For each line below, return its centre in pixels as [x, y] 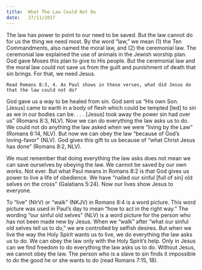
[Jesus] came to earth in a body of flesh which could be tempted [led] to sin [101, 107]
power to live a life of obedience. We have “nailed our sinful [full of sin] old [99, 177]
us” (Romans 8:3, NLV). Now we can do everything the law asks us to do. [98, 120]
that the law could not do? [42, 90]
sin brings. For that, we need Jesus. [51, 73]
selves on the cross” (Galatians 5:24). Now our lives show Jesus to [90, 184]
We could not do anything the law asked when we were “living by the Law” [99, 127]
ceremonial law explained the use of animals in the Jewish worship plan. [96, 54]
